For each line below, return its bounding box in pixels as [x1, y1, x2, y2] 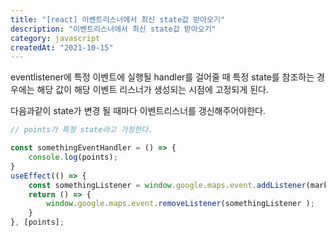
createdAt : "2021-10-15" [10, 42, 114, 53]
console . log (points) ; [28, 152, 118, 162]
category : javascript [10, 33, 101, 43]
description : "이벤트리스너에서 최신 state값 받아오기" [10, 24, 217, 34]
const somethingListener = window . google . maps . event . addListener [28, 180, 307, 190]
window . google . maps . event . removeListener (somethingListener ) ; [46, 199, 315, 209]
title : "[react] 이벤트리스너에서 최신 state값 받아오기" [10, 14, 226, 25]
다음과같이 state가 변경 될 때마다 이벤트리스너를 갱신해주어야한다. [10, 105, 266, 117]
